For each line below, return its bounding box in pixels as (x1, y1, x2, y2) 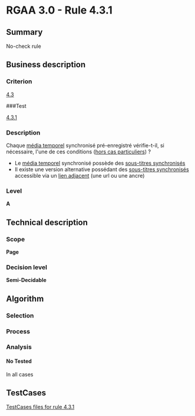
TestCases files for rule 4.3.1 (6, 404, 75, 411)
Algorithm (6, 293, 44, 304)
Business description (6, 60, 86, 70)
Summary (6, 27, 43, 37)
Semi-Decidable (6, 277, 47, 284)
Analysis (6, 343, 32, 351)
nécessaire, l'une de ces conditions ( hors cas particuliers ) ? (6, 148, 151, 155)
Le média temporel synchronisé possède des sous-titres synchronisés (14, 159, 186, 166)
